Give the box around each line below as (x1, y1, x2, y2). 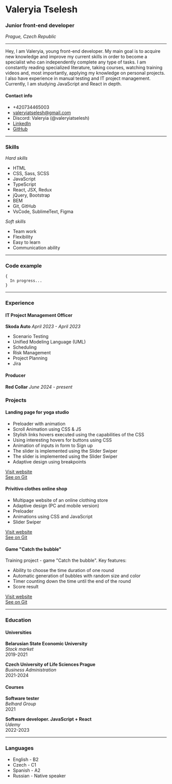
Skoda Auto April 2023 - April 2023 (5, 324, 81, 330)
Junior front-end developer (5, 22, 75, 29)
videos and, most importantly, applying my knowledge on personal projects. (5, 70, 165, 76)
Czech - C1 (12, 761, 37, 768)
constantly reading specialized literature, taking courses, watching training (5, 65, 163, 71)
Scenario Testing (12, 333, 49, 340)
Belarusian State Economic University (5, 641, 88, 647)
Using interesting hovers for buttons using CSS (12, 437, 112, 443)
